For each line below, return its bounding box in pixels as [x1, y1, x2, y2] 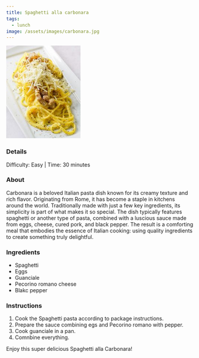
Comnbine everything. [14, 334, 70, 341]
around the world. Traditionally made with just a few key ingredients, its [6, 202, 181, 209]
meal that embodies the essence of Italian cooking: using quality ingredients [6, 227, 193, 234]
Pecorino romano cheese [14, 280, 77, 287]
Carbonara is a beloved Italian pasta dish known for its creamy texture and [6, 189, 188, 196]
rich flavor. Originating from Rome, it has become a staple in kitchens [6, 196, 175, 203]
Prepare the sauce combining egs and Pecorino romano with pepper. [14, 321, 184, 328]
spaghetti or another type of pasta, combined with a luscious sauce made [6, 214, 187, 222]
